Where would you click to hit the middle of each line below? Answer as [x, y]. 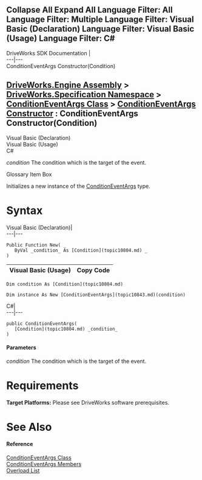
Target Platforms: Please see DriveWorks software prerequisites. [88, 402]
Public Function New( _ [36, 245]
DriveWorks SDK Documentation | [49, 53]
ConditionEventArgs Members [44, 464]
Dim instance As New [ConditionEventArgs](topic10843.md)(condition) [96, 295]
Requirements [42, 386]
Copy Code [93, 270]
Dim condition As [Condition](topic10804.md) [65, 284]
